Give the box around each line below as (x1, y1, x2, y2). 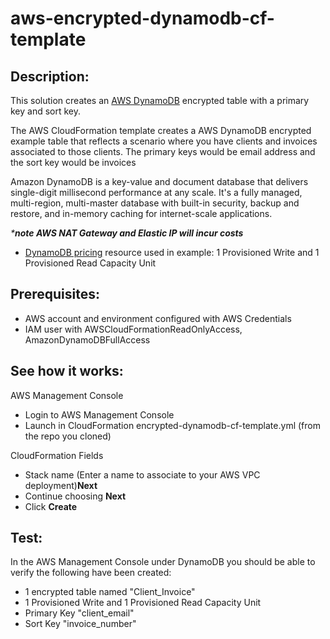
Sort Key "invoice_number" (24, 618, 137, 630)
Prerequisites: (10, 286, 100, 303)
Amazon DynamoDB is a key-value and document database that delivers (10, 176, 309, 187)
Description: (10, 68, 90, 85)
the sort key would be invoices (10, 157, 137, 168)
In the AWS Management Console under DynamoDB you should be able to (10, 556, 316, 568)
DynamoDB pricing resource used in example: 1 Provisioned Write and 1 (24, 247, 320, 258)
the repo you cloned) (24, 430, 112, 442)
